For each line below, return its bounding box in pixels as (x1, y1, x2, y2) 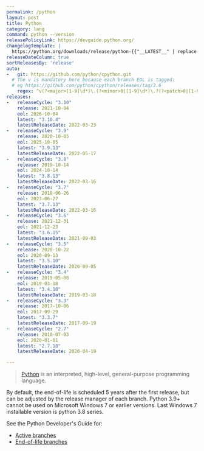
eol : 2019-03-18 (17, 281, 59, 287)
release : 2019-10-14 (17, 162, 69, 168)
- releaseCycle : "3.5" (6, 241, 69, 247)
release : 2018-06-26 (17, 190, 69, 196)
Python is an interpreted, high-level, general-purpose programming (21, 371, 190, 378)
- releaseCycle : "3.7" (6, 184, 69, 191)
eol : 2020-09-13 (17, 252, 59, 259)
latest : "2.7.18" (17, 343, 61, 349)
